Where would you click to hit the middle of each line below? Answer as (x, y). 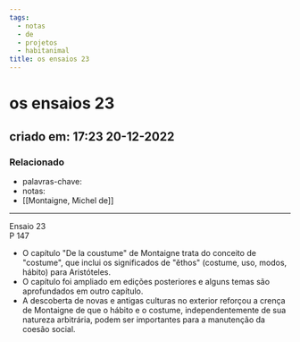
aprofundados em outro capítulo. (83, 291)
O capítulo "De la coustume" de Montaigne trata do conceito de (139, 252)
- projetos (37, 43)
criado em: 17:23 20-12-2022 (92, 137)
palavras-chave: (52, 181)
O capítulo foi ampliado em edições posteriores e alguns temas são (146, 281)
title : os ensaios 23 (50, 59)
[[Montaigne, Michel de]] (68, 200)
